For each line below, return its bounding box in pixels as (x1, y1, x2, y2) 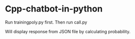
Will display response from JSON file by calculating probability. (5, 28, 131, 34)
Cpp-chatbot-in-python (5, 3, 103, 14)
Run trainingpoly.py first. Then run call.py (5, 19, 88, 25)
